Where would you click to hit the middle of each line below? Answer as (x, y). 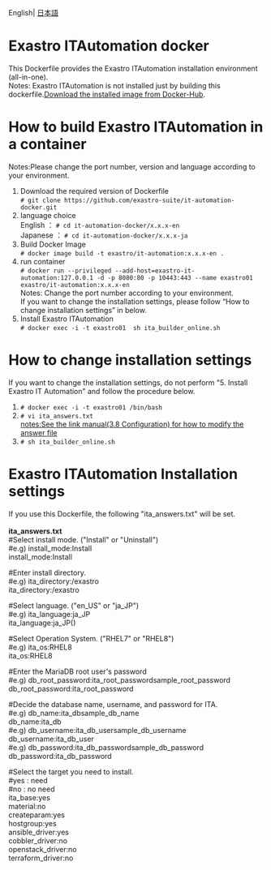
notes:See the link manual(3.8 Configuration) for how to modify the (132, 424)
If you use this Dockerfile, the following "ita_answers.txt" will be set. (122, 513)
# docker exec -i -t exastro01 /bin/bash (91, 407)
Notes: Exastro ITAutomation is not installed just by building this (114, 85)
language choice (48, 215)
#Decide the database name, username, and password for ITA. (113, 704)
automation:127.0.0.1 (56, 278)
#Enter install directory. (47, 572)
